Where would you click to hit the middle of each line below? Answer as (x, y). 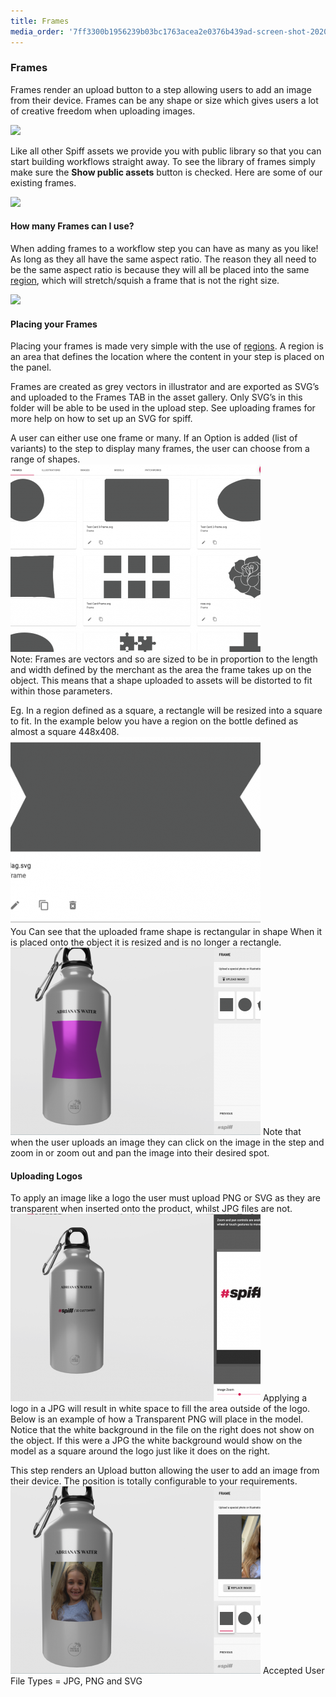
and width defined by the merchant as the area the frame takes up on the (161, 670)
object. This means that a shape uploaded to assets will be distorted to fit (161, 681)
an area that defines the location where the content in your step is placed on (167, 357)
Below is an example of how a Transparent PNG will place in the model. (157, 1419)
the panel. (31, 367)
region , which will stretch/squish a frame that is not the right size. (145, 280)
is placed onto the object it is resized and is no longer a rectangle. (146, 942)
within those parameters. (61, 691)
